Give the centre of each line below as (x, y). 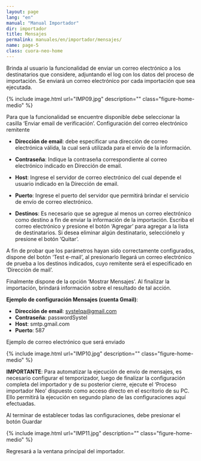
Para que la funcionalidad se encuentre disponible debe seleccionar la (93, 117)
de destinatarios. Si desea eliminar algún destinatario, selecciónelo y (100, 233)
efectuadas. (21, 403)
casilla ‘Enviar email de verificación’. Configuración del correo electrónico (97, 123)
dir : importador (26, 29)
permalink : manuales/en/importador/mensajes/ (64, 40)
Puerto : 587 (30, 330)
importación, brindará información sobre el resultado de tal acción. (89, 288)
